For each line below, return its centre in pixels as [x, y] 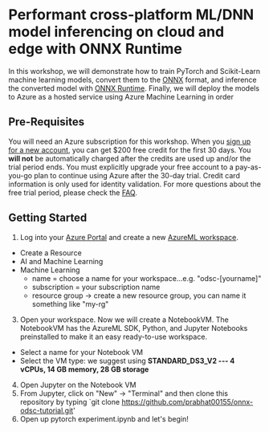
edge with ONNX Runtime [95, 49]
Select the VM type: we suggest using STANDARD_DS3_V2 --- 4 [127, 361]
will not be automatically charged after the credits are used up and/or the [130, 158]
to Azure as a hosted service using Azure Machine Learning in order [121, 96]
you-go [20, 175]
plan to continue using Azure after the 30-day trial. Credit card [137, 175]
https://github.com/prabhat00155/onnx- [187, 401]
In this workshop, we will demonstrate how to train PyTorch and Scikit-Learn [134, 71]
